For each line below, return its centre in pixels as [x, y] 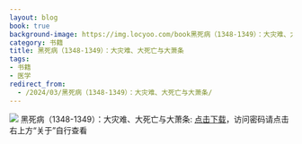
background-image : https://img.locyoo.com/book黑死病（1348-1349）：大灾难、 [150, 34]
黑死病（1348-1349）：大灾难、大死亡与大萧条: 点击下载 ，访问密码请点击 [155, 119]
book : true [30, 26]
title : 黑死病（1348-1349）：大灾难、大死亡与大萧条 [97, 51]
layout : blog [34, 17]
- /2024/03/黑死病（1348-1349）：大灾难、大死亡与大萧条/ [115, 92]
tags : [19, 59]
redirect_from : [38, 84]
